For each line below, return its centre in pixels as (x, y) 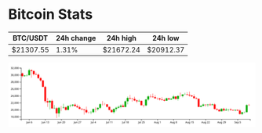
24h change (76, 38)
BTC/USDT (31, 38)
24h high (122, 38)
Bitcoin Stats (51, 14)
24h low (166, 38)
